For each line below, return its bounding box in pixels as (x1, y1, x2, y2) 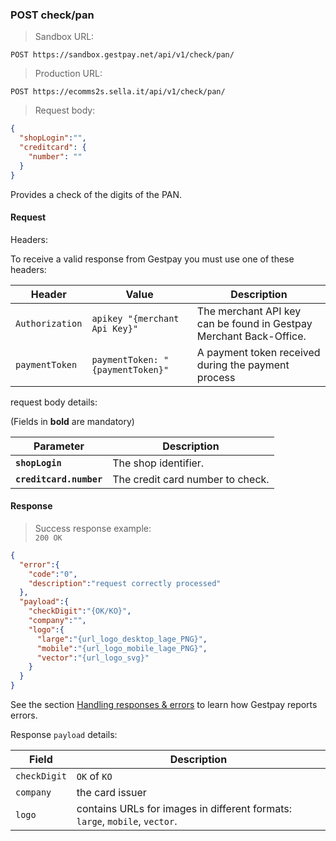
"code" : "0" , (28, 569, 78, 579)
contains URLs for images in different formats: (76, 802, 293, 816)
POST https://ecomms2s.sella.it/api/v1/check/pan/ (10, 87, 226, 97)
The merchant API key (196, 304, 302, 318)
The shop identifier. (112, 456, 205, 470)
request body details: (10, 396, 98, 408)
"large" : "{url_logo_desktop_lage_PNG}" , (36, 634, 208, 644)
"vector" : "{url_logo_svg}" (36, 653, 150, 663)
